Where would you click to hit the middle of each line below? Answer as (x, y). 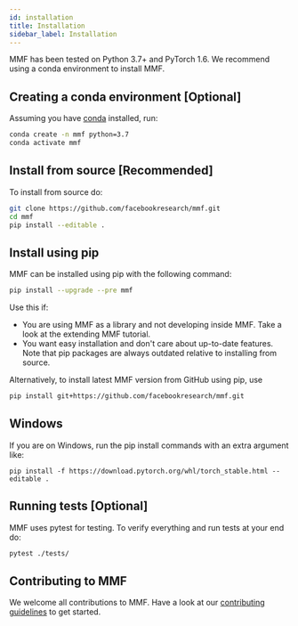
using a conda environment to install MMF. (87, 69)
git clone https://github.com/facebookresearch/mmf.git (115, 208)
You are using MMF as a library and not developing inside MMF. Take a (152, 325)
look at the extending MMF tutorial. (86, 334)
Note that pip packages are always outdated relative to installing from (149, 354)
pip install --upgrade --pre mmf (71, 290)
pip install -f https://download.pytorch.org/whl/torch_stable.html (139, 471)
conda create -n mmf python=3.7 (69, 134)
